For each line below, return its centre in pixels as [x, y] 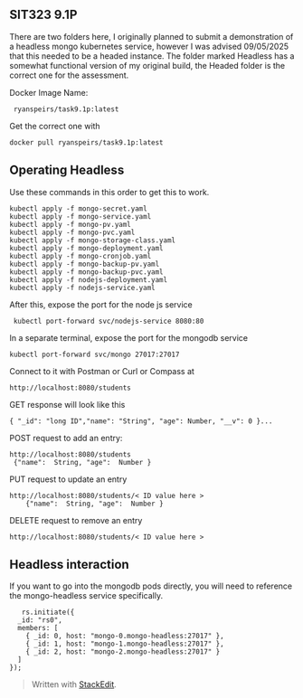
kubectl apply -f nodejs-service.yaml [82, 288]
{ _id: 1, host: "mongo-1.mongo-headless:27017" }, [125, 644]
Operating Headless [67, 170]
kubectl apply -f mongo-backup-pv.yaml [85, 264]
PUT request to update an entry [68, 479]
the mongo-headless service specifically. [86, 596]
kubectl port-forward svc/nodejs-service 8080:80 [109, 321]
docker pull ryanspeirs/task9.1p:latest [87, 142]
